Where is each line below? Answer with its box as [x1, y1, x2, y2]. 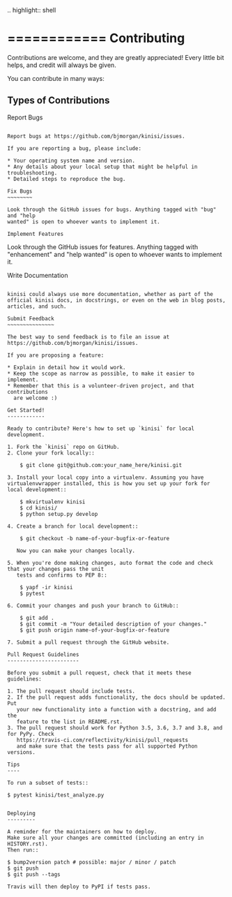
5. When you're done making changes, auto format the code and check [7, 559, 214, 566]
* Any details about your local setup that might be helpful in [7, 163, 198, 170]
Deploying [7, 810, 36, 817]
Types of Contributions [7, 94, 110, 107]
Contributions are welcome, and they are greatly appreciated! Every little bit [7, 53, 224, 61]
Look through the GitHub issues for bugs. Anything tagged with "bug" [7, 206, 217, 213]
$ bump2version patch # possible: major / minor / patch [7, 859, 176, 866]
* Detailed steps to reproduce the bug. [7, 175, 127, 182]
